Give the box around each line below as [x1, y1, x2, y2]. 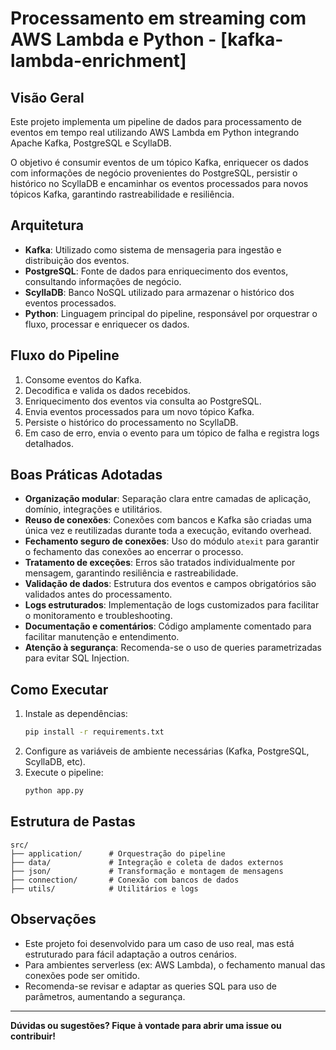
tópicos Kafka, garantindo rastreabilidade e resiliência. [10, 188, 235, 200]
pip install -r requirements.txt [24, 727, 165, 737]
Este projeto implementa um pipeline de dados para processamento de [10, 116, 302, 127]
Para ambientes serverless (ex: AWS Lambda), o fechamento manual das [24, 958, 326, 971]
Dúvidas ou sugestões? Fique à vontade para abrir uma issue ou [10, 1019, 282, 1031]
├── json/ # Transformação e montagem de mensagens [10, 866, 284, 876]
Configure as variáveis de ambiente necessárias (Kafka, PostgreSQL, [24, 745, 310, 757]
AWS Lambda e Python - [10, 28, 217, 51]
